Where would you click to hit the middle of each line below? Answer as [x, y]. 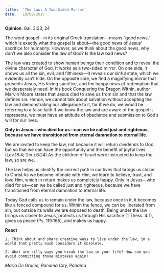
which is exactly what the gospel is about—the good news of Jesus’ [74, 43]
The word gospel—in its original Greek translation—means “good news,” [78, 38]
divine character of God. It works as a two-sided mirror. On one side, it [76, 68]
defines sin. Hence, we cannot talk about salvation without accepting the [79, 99]
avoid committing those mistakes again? [47, 256]
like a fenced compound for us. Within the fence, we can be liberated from [80, 205]
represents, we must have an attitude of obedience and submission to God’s [82, 115]
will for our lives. [22, 120]
